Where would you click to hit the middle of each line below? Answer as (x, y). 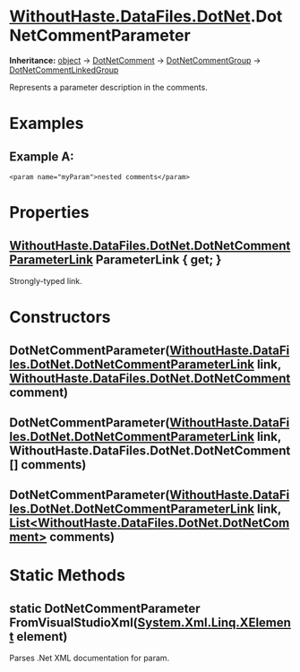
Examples (47, 124)
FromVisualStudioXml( (74, 622)
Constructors (60, 318)
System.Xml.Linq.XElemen (214, 622)
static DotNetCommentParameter (105, 608)
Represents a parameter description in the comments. (108, 87)
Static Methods (67, 576)
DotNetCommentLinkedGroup (64, 70)
